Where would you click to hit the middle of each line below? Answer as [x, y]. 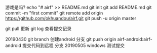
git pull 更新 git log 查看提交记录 [38, 28]
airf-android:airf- [135, 39]
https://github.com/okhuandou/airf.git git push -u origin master [71, 18]
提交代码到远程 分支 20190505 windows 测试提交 [74, 45]
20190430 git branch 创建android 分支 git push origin [61, 39]
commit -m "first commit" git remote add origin [54, 13]
